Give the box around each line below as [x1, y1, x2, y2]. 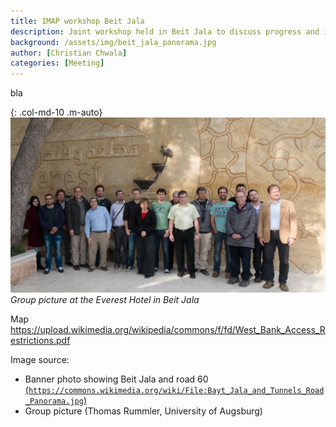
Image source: [10, 353, 70, 365]
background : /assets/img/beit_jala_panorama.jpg [10, 37, 217, 47]
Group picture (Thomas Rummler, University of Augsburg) [24, 405, 263, 417]
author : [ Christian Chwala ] [10, 48, 128, 58]
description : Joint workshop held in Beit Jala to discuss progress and [10, 26, 320, 37]
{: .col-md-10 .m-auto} [10, 106, 103, 119]
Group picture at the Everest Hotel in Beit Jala [10, 293, 200, 305]
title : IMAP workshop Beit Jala [10, 16, 145, 26]
